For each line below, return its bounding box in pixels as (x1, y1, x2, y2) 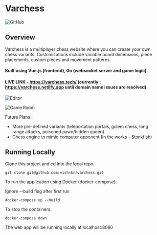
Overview (5, 33, 36, 42)
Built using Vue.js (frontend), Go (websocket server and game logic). (5, 68, 148, 74)
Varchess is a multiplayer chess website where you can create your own (5, 46, 151, 52)
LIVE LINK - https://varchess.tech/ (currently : (5, 79, 101, 85)
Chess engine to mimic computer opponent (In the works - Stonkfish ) (12, 134, 153, 140)
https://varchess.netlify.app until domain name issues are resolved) (5, 84, 147, 90)
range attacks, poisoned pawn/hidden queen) (12, 128, 105, 134)
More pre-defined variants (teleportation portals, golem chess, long (12, 123, 148, 129)
